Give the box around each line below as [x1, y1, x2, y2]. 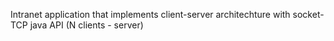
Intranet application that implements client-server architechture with [10, 9, 291, 20]
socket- [292, 9, 325, 20]
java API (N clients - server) [29, 19, 144, 31]
